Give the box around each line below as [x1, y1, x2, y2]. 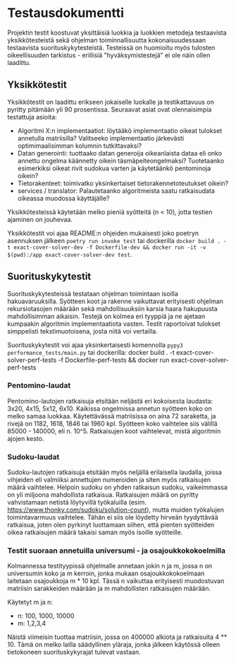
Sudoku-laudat [7, 452, 60, 462]
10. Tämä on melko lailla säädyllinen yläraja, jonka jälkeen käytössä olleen [7, 640, 221, 649]
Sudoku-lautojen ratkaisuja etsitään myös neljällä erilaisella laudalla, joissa [7, 468, 222, 476]
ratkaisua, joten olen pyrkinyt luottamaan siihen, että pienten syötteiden [7, 521, 215, 529]
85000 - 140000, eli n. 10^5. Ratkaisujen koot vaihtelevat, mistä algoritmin [7, 426, 221, 435]
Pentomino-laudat [7, 380, 71, 390]
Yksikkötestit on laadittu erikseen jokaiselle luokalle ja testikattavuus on [7, 98, 215, 106]
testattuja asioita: [7, 112, 58, 121]
